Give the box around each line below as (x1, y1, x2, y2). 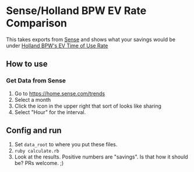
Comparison (6, 16, 68, 30)
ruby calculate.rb (14, 148, 59, 154)
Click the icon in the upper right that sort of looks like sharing (14, 102, 162, 109)
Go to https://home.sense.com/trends (14, 90, 105, 97)
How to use (6, 59, 48, 69)
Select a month (14, 96, 51, 103)
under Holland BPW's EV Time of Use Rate (6, 42, 108, 49)
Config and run (6, 126, 62, 136)
